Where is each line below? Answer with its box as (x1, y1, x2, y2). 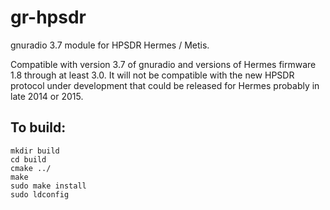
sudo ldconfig (10, 189, 70, 200)
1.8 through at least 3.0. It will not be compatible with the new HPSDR (10, 69, 295, 81)
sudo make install (10, 181, 87, 191)
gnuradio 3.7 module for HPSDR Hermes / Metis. (10, 39, 210, 51)
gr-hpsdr (10, 6, 87, 29)
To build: (10, 119, 67, 136)
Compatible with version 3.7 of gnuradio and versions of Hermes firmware (10, 58, 317, 70)
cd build (10, 154, 47, 165)
